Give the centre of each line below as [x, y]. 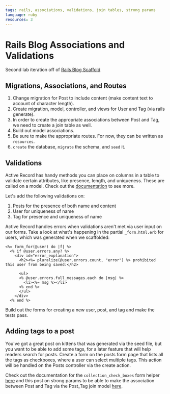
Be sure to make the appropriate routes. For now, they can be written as [88, 136]
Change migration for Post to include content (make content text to [83, 98]
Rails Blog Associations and [65, 45]
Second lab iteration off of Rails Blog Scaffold [53, 70]
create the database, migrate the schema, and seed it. [69, 147]
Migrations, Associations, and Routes [66, 85]
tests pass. [17, 315]
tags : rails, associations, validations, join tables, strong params [81, 10]
